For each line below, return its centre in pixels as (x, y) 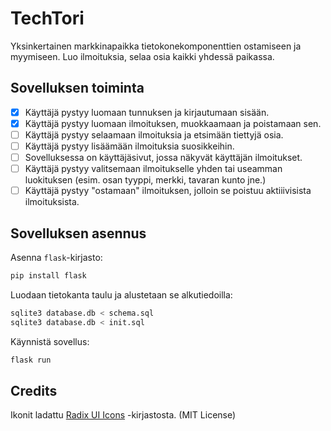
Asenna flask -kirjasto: (56, 257)
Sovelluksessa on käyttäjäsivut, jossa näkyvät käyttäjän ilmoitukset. (163, 157)
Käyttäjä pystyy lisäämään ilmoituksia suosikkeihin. (129, 146)
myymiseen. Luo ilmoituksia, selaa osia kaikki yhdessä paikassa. (142, 56)
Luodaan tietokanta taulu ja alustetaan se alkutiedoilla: (121, 294)
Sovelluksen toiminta (77, 88)
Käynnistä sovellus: (50, 341)
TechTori (47, 18)
